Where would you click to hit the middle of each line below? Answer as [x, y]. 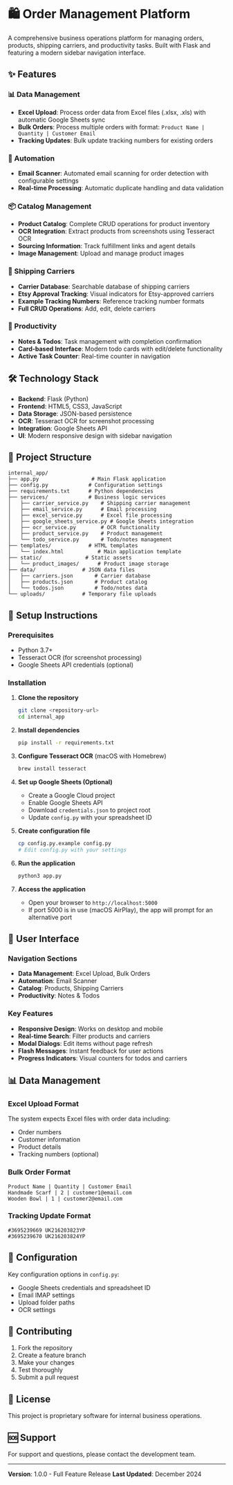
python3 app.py [40, 876]
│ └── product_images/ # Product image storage [88, 564]
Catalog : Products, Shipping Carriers [71, 988]
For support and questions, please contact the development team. [102, 1455]
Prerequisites [31, 635]
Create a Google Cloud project [72, 795]
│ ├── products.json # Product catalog [78, 582]
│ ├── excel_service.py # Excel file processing [90, 516]
